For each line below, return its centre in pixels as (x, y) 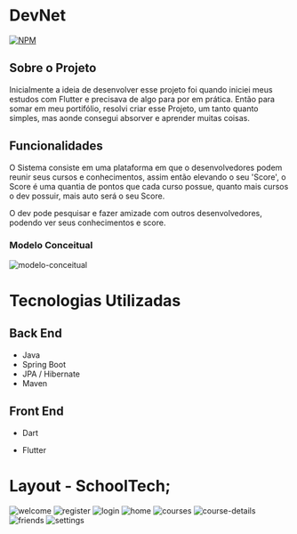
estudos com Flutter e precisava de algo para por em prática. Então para (142, 99)
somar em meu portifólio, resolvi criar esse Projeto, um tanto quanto (134, 109)
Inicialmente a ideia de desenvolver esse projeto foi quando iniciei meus (141, 89)
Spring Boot (44, 364)
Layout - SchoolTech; (90, 485)
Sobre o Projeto (53, 68)
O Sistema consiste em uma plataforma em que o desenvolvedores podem (146, 167)
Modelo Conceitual (51, 246)
